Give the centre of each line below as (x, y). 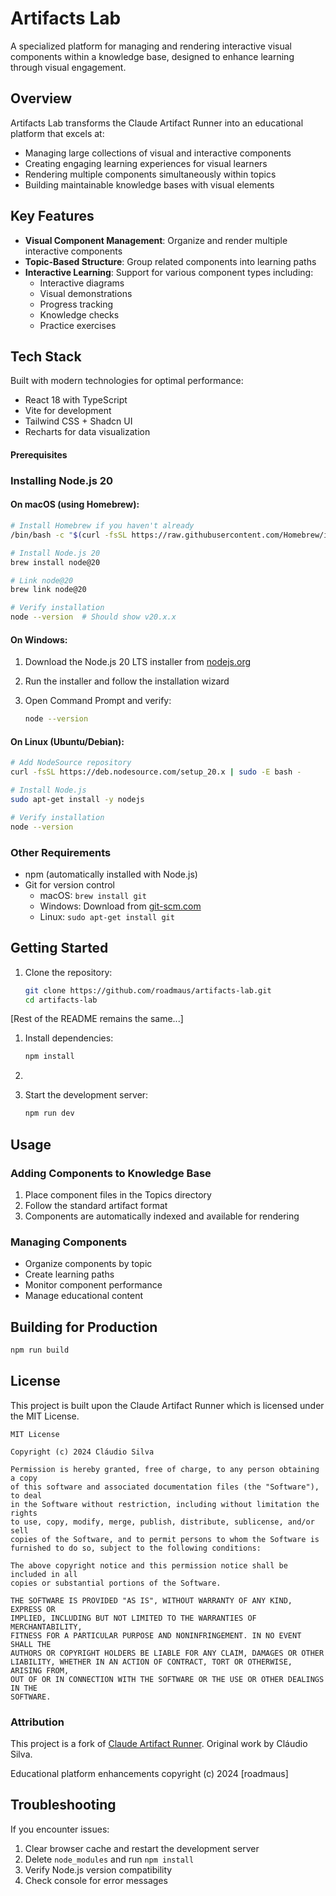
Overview (41, 98)
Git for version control (70, 884)
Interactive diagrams (82, 283)
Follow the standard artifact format (96, 1205)
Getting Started (59, 948)
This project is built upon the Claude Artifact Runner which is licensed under (167, 1405)
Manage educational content (84, 1296)
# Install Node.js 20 (55, 553)
